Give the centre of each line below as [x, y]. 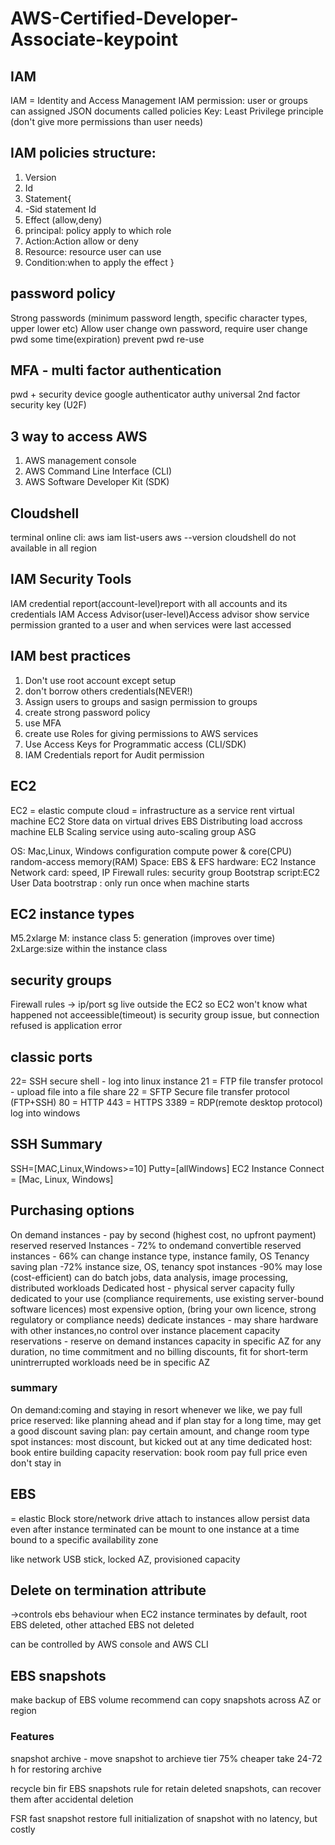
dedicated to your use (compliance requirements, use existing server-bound [167, 1298]
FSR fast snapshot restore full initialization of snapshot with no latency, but [164, 1818]
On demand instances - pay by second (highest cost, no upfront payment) [163, 1234]
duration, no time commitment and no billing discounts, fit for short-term [159, 1351]
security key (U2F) [48, 405]
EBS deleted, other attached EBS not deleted [102, 1625]
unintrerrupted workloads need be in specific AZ [110, 1362]
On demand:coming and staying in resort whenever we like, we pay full [156, 1409]
